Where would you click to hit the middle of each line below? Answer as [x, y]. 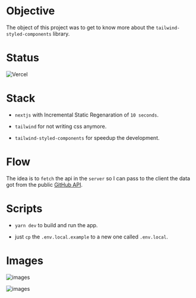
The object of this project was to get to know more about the [80, 27]
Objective [31, 11]
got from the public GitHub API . [45, 184]
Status [23, 58]
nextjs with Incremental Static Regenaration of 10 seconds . [87, 115]
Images [25, 261]
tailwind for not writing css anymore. [61, 126]
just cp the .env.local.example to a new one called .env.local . [91, 237]
